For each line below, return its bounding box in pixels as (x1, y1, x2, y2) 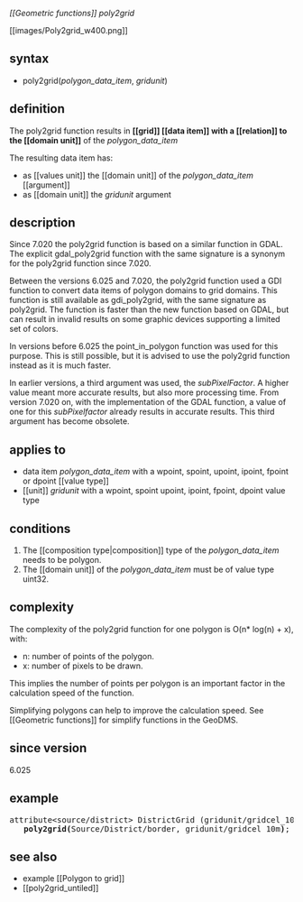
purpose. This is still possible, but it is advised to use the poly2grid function (9, 351, 290, 362)
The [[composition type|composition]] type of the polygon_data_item (22, 545, 280, 556)
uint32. (22, 574, 50, 584)
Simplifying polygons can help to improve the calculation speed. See (9, 704, 264, 715)
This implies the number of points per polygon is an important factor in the (9, 677, 286, 688)
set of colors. (9, 324, 59, 335)
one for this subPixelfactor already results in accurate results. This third (9, 406, 275, 418)
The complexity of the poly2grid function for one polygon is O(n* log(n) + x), (9, 623, 294, 634)
